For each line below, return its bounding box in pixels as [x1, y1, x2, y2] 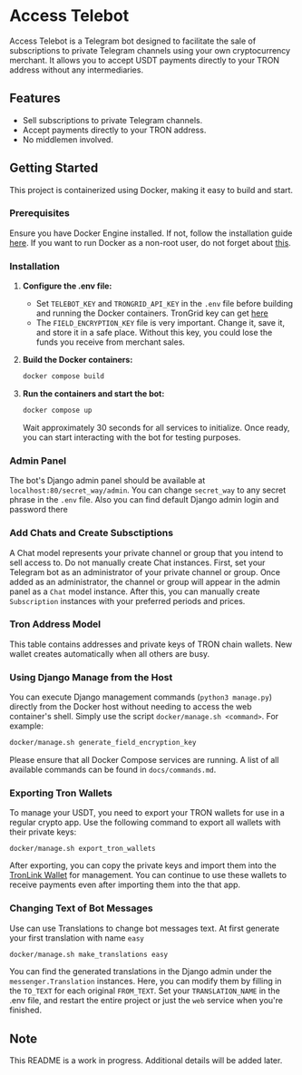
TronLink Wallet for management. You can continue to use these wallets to [9, 870, 287, 881]
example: [9, 720, 44, 731]
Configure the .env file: [22, 280, 112, 291]
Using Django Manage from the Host [9, 670, 173, 683]
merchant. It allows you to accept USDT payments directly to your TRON [9, 54, 279, 65]
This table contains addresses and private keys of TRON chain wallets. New [9, 639, 293, 650]
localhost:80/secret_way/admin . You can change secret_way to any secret [9, 484, 287, 495]
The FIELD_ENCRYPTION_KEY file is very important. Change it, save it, [35, 318, 286, 328]
